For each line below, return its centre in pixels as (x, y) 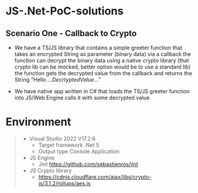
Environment (39, 122)
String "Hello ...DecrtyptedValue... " (58, 80)
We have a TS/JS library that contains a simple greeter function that (98, 47)
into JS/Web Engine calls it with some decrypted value (82, 98)
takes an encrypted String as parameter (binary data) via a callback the (103, 54)
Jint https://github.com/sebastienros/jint (88, 164)
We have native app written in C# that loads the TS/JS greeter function (102, 91)
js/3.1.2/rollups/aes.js (64, 183)
